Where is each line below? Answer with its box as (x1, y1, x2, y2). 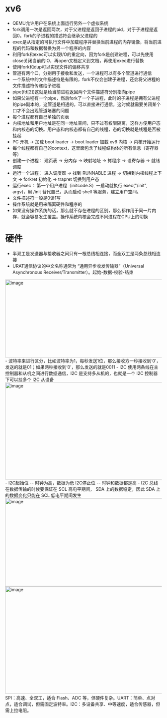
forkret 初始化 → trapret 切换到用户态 (23, 176, 99, 182)
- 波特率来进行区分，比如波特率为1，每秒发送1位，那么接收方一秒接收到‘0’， (5, 358, 161, 363)
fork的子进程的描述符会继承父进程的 (24, 32, 98, 38)
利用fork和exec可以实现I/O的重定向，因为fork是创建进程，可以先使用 (12, 51, 154, 57)
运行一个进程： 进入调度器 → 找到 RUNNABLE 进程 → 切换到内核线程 (12, 170, 153, 176)
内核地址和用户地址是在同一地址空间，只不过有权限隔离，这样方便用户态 (12, 120, 161, 126)
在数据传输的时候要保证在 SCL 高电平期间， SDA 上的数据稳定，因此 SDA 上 (5, 486, 161, 492)
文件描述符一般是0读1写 (12, 195, 61, 201)
